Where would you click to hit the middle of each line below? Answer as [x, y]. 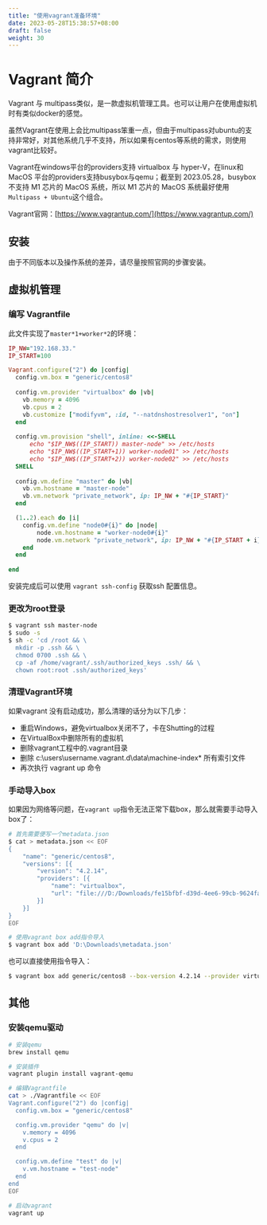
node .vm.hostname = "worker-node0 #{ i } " [103, 532]
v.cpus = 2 [41, 1140]
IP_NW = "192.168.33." [43, 348]
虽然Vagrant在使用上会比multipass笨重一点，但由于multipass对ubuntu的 [127, 130]
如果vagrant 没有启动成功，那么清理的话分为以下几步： [99, 711]
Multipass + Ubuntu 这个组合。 [58, 197]
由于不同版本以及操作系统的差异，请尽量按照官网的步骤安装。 [109, 262]
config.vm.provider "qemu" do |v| [72, 1125]
